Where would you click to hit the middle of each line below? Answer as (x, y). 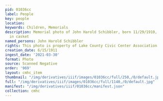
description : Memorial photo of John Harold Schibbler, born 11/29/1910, (81, 32)
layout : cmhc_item (24, 73)
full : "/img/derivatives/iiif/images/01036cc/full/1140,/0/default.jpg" (80, 82)
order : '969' (18, 68)
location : (15, 23)
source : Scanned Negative (31, 64)
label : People (19, 14)
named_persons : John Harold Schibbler (44, 41)
